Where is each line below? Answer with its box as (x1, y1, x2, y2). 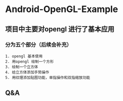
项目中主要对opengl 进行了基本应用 (5, 25, 114, 33)
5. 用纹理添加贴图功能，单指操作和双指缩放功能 (5, 75, 90, 80)
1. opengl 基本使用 (5, 54, 43, 59)
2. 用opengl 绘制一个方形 (5, 59, 54, 64)
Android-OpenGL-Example (5, 4, 118, 15)
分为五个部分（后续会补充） (5, 41, 72, 48)
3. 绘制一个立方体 (5, 64, 38, 69)
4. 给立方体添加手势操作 (5, 69, 49, 75)
